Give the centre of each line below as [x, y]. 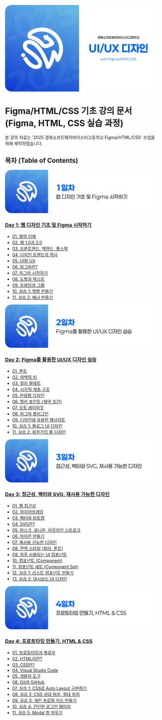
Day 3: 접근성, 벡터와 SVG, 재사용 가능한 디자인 [57, 494]
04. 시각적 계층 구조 [31, 389]
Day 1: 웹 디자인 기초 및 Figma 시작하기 [48, 225]
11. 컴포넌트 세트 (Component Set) [45, 567]
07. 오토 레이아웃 [28, 408]
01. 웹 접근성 [24, 506]
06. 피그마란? [25, 267]
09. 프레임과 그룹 [28, 285]
